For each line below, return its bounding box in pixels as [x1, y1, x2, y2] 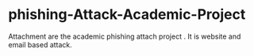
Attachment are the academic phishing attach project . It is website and [8, 32, 241, 41]
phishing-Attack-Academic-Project [8, 6, 246, 24]
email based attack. [8, 39, 73, 49]
